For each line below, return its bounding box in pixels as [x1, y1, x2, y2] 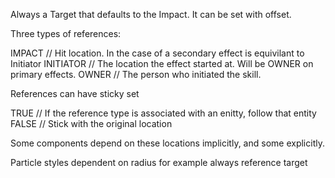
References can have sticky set [10, 88, 140, 99]
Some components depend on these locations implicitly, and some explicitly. [10, 137, 325, 149]
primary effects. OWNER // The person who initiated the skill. [10, 69, 262, 80]
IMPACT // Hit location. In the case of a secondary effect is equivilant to [10, 47, 305, 59]
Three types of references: [10, 28, 122, 39]
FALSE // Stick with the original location [10, 118, 173, 129]
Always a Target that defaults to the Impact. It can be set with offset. [10, 9, 292, 20]
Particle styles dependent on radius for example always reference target [10, 157, 308, 168]
